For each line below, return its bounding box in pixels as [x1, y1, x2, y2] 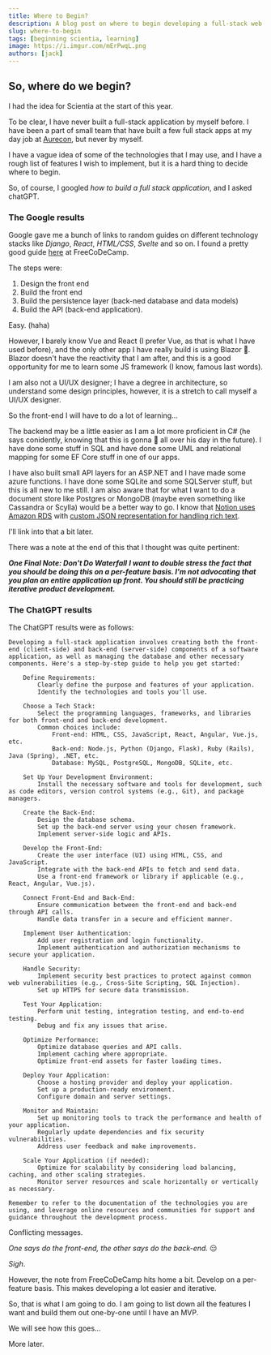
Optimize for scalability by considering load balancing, [37, 1164, 237, 1172]
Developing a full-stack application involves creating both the [8, 639, 233, 647]
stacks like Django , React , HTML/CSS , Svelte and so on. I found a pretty [8, 239, 249, 248]
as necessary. [8, 1185, 57, 1194]
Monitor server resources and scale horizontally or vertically [37, 1178, 259, 1186]
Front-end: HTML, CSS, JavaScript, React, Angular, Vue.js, [51, 731, 259, 739]
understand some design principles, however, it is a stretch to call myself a [8, 386, 257, 396]
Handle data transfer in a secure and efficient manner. [37, 915, 233, 923]
